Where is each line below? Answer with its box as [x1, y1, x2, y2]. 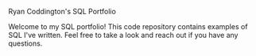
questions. [8, 39, 43, 48]
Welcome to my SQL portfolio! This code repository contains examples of [8, 22, 248, 31]
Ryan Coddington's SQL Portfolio [8, 7, 117, 16]
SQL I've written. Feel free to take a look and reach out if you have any [8, 31, 239, 39]
